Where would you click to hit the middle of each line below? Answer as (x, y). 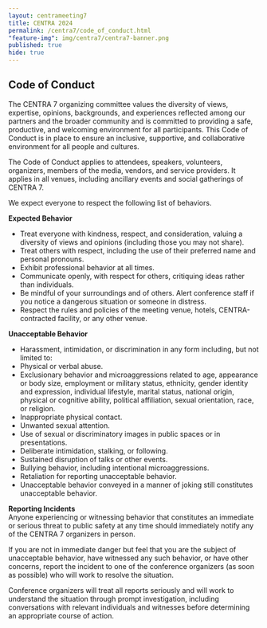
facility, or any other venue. (102, 318)
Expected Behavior (41, 218)
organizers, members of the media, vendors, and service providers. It (122, 170)
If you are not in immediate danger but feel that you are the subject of (122, 549)
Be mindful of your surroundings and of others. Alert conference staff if (137, 292)
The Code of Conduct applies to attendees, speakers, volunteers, (116, 162)
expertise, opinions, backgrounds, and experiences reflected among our (127, 112)
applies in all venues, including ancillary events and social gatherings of (126, 179)
